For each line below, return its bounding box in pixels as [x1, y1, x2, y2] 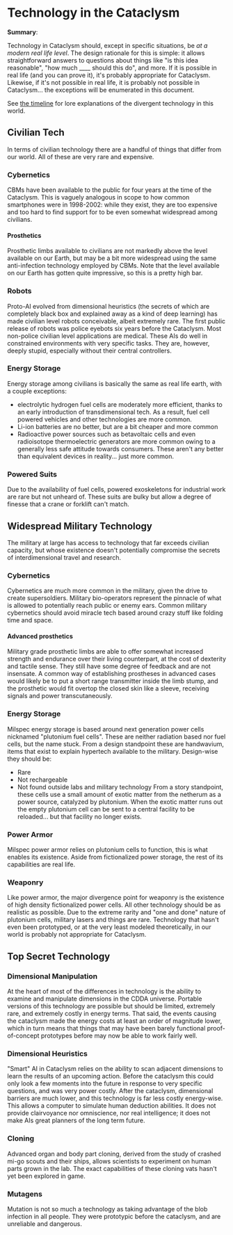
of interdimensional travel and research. [7, 553, 122, 561]
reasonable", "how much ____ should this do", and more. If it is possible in [7, 63, 217, 72]
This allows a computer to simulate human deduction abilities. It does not [7, 1101, 216, 1110]
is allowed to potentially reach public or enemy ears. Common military [7, 602, 207, 610]
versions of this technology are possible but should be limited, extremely [7, 1002, 216, 1010]
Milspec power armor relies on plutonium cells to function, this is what [7, 846, 209, 854]
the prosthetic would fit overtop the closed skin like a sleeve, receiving [7, 684, 209, 693]
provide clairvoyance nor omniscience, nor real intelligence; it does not [7, 1109, 211, 1117]
